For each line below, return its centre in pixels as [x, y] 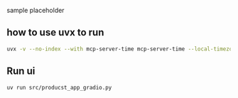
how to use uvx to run [55, 32]
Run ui [21, 71]
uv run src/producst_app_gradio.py [59, 87]
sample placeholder [36, 10]
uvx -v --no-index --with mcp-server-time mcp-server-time [96, 49]
